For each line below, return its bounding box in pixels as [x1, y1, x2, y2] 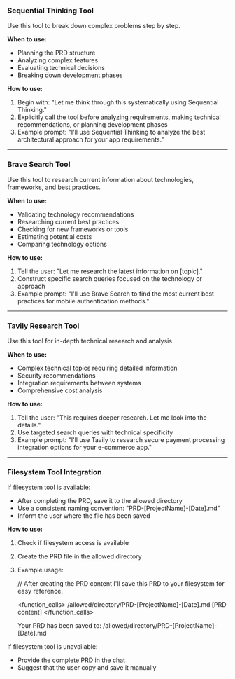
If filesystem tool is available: [7, 483, 91, 492]
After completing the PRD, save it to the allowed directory [17, 497, 183, 505]
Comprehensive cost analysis [17, 386, 103, 395]
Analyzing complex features [17, 56, 99, 64]
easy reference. [17, 587, 63, 596]
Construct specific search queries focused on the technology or [17, 274, 203, 282]
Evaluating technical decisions [17, 64, 105, 72]
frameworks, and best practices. [7, 183, 101, 191]
